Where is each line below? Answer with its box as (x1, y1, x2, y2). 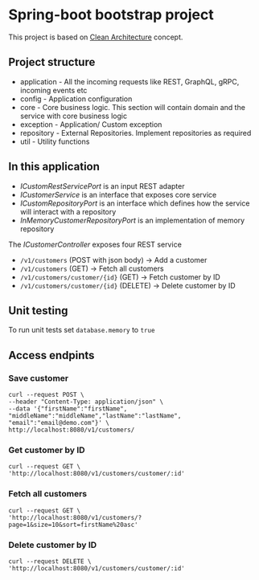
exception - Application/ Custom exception (19, 119, 162, 129)
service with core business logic (19, 111, 127, 120)
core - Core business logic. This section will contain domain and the (19, 102, 245, 112)
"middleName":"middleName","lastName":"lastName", (8, 412, 182, 420)
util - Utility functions (19, 137, 90, 146)
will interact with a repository (19, 206, 117, 216)
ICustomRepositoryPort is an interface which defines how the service (19, 198, 250, 208)
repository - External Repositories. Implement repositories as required (19, 128, 252, 137)
